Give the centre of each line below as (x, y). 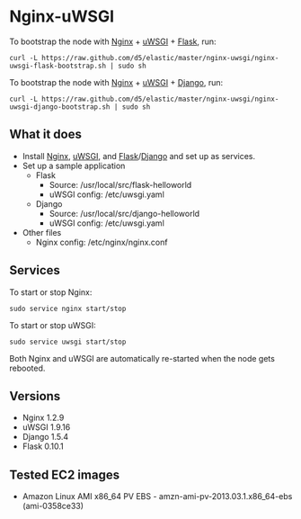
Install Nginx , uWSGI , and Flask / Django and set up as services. (139, 156)
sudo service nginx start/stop (68, 309)
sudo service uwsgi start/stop (68, 342)
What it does (46, 134)
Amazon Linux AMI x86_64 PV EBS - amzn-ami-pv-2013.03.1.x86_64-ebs (157, 497)
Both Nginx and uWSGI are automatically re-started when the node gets (142, 358)
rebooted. (27, 368)
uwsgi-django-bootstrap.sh (60, 107)
